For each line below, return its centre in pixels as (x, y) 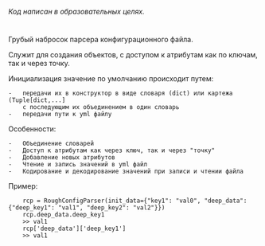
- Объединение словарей (51, 144)
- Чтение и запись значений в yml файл (78, 165)
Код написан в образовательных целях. (76, 12)
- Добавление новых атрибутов (62, 158)
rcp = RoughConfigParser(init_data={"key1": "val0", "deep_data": (135, 201)
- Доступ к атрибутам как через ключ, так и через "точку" (112, 150)
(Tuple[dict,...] (37, 100)
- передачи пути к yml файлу (60, 115)
